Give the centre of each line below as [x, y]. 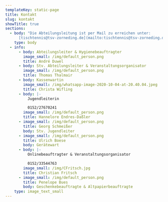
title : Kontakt [21, 15]
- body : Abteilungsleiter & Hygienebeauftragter [70, 52]
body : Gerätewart [41, 145]
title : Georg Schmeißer [48, 126]
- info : [18, 47]
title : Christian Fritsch [50, 173]
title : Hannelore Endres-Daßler [57, 117]
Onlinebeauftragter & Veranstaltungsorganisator [79, 155]
